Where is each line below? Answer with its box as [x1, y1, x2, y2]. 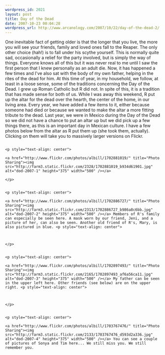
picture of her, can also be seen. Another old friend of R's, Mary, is [5, 220, 158, 226]
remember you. [5, 345, 34, 350]
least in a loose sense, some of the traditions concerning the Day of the [5, 81, 150, 87]
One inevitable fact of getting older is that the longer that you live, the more [5, 39, 158, 45]
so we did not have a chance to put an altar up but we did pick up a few [5, 118, 150, 124]
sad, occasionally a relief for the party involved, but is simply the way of [5, 55, 151, 61]
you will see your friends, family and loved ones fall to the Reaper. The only [5, 44, 158, 50]
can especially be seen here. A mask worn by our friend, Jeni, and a [5, 216, 153, 221]
